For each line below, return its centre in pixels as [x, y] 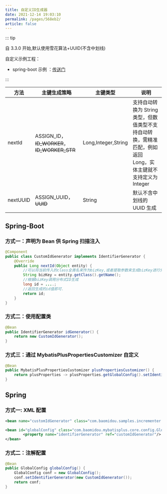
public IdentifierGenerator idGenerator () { [52, 332]
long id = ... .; [40, 284]
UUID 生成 [144, 208]
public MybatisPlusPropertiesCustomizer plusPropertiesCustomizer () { [80, 370]
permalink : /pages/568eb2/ [33, 19]
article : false [21, 24]
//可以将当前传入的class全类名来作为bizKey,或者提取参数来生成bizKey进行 [91, 270]
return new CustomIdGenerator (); [49, 337]
